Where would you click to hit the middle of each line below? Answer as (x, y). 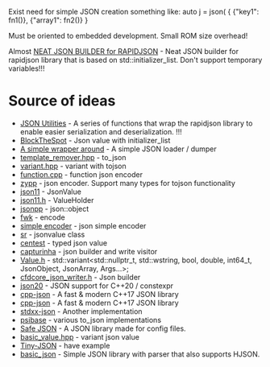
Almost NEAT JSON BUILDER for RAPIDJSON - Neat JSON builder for (124, 51)
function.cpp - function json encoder (81, 174)
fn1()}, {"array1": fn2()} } (48, 20)
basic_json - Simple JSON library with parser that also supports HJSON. (140, 354)
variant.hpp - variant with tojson (73, 166)
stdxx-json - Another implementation (81, 311)
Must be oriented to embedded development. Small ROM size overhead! (128, 36)
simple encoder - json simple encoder (83, 225)
